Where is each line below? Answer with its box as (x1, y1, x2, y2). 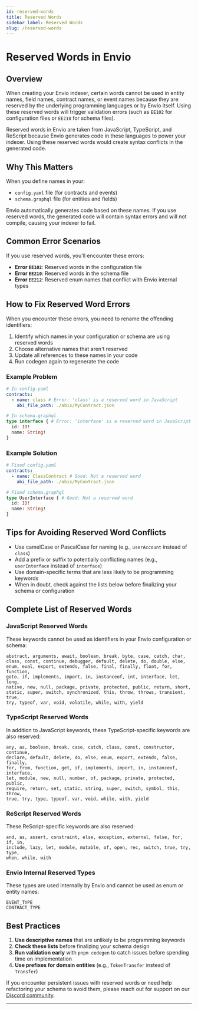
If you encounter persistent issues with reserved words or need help (6, 979, 172, 986)
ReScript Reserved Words (6, 809, 81, 818)
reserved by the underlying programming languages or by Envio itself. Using (6, 102, 192, 109)
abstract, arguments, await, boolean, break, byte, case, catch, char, (6, 653, 186, 659)
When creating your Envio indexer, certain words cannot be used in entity (6, 90, 184, 97)
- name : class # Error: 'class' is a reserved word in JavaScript (11, 396, 178, 403)
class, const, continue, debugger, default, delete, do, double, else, (6, 658, 186, 664)
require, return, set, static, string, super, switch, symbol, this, (6, 785, 181, 791)
